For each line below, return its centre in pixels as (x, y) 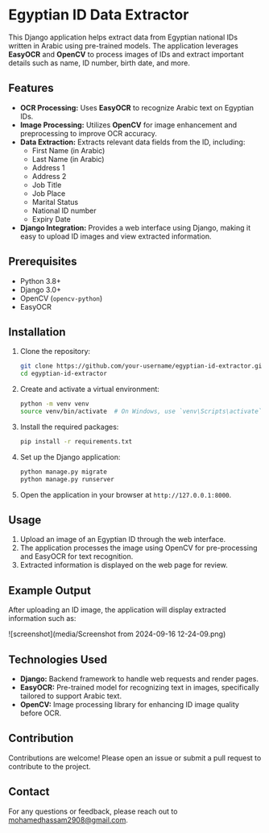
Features (31, 88)
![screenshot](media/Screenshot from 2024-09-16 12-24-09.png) (117, 634)
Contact (29, 792)
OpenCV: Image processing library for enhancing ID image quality (130, 704)
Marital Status (55, 202)
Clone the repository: (55, 352)
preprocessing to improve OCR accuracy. (88, 133)
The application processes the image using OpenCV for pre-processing (139, 548)
